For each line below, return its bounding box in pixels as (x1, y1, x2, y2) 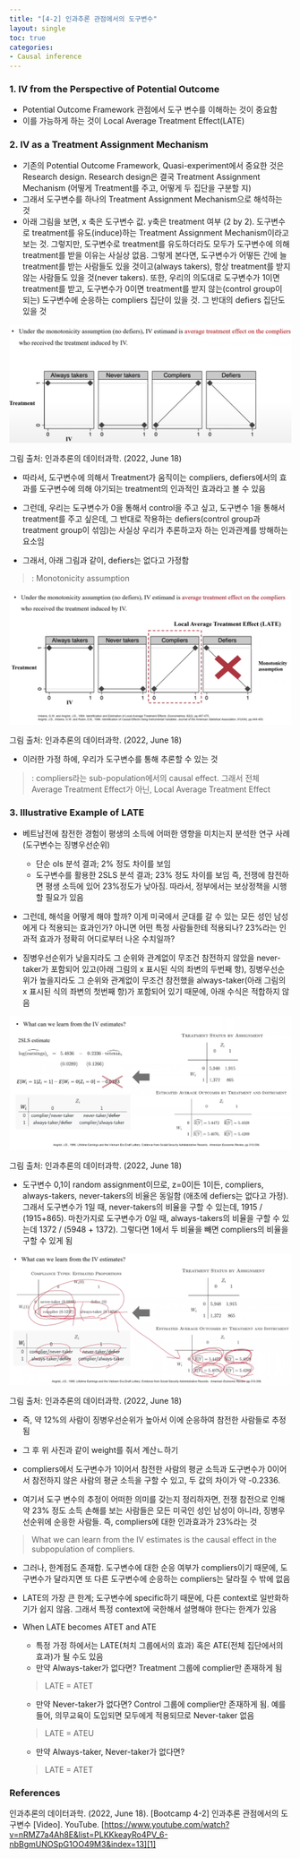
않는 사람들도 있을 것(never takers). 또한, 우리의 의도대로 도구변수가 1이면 (21, 271, 280, 282)
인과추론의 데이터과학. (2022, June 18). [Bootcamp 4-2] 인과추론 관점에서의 (9, 1808, 279, 1819)
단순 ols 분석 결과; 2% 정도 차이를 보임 (35, 858, 172, 869)
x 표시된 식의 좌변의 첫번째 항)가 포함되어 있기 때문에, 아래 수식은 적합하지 (21, 985, 280, 996)
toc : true (9, 33, 47, 42)
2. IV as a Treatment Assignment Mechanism (9, 139, 209, 151)
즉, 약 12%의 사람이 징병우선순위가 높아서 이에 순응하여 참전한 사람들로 (21, 1415, 270, 1425)
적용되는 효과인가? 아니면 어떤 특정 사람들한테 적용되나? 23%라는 (48, 922, 278, 933)
